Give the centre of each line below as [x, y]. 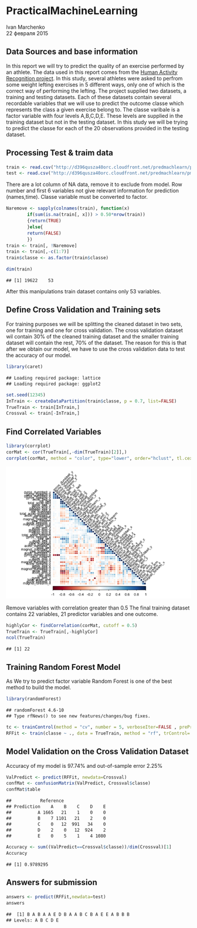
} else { [35, 227]
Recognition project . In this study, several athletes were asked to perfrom [94, 78]
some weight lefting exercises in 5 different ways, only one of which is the [95, 84]
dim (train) [19, 269]
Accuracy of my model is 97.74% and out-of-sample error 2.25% [84, 766]
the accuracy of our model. [39, 355]
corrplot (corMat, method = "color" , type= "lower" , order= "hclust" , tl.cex [99, 458]
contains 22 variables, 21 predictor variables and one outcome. [82, 614]
